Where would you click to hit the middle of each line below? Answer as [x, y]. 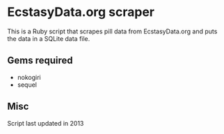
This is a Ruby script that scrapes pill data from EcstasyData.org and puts [112, 31]
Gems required [40, 61]
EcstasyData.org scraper [81, 12]
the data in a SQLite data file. [49, 38]
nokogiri [29, 77]
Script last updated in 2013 [46, 123]
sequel [27, 85]
